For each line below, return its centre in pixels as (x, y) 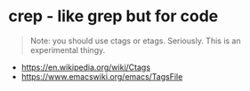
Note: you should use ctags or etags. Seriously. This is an (135, 41)
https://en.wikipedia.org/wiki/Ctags (86, 67)
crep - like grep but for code (113, 16)
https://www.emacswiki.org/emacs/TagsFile (102, 76)
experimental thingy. (68, 49)
